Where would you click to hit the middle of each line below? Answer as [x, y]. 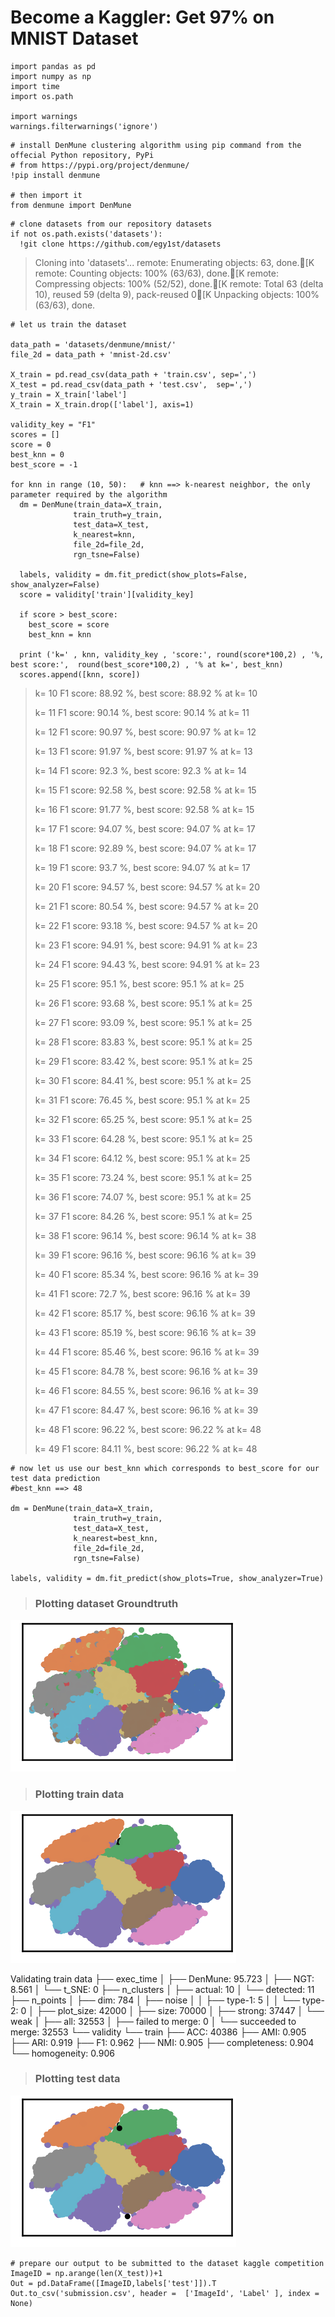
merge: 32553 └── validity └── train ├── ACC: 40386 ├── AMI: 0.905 [158, 2032]
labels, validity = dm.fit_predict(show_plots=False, [133, 574]
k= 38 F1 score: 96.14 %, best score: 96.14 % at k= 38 [145, 1235]
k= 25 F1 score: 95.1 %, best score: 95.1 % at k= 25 [139, 983]
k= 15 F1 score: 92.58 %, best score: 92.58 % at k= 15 [145, 790]
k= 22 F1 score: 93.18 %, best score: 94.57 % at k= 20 [146, 925]
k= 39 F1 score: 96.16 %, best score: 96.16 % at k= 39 [145, 1255]
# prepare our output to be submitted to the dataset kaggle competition [167, 2263]
